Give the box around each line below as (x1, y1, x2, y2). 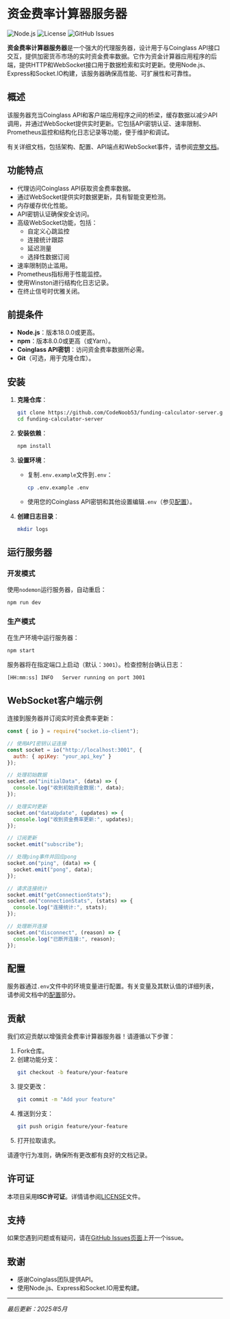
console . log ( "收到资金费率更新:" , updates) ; (13, 816, 134, 823)
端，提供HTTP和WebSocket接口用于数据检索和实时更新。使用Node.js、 (7, 60, 209, 69)
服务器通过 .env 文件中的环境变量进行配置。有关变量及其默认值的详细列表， (7, 982, 218, 990)
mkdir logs (16, 525, 49, 532)
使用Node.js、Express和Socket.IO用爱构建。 (16, 1284, 143, 1292)
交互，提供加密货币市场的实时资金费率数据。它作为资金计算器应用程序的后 (7, 52, 217, 60)
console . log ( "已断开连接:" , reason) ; (13, 936, 116, 942)
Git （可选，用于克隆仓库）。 (16, 354, 95, 362)
